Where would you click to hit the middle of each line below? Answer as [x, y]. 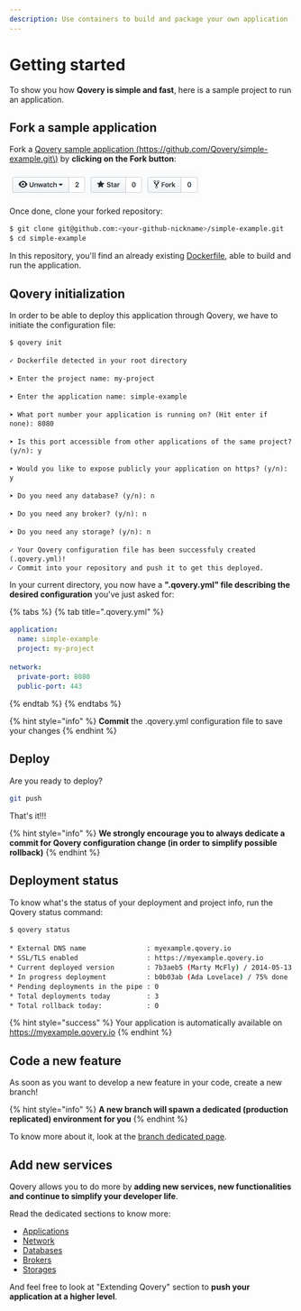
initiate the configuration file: [63, 325]
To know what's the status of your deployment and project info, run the [141, 903]
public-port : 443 [50, 687]
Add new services [61, 1164]
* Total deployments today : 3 [84, 996]
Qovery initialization [67, 293]
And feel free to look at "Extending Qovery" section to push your [130, 1287]
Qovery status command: [56, 912]
